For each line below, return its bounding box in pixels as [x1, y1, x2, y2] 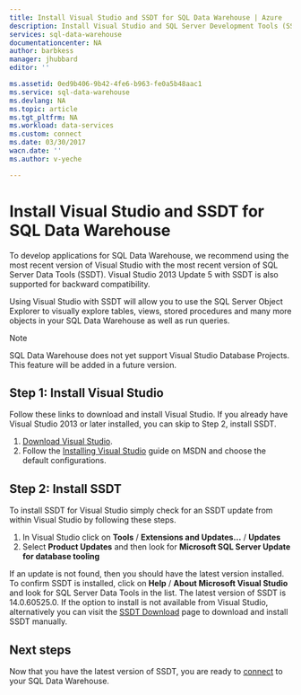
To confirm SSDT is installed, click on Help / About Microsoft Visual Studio [9, 578, 288, 589]
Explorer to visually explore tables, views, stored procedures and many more [9, 305, 292, 316]
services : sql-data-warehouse [9, 30, 123, 39]
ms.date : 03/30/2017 [9, 138, 87, 147]
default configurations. [21, 455, 107, 466]
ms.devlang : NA [9, 96, 66, 105]
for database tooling [21, 551, 100, 562]
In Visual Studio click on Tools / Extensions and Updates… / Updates [21, 532, 281, 543]
